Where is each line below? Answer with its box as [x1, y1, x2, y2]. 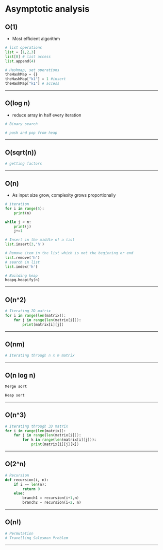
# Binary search [5, 121, 38, 126]
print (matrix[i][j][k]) [31, 442, 79, 447]
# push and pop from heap [5, 130, 57, 135]
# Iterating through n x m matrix [5, 353, 75, 358]
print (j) [14, 224, 32, 229]
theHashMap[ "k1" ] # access [5, 81, 60, 86]
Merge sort [5, 384, 27, 389]
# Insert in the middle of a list [5, 237, 75, 242]
